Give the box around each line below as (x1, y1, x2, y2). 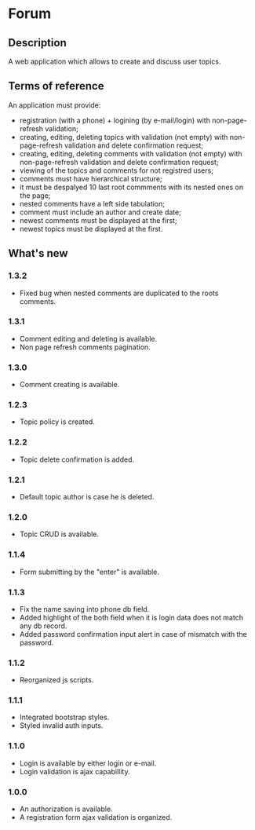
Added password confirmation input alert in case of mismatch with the (19, 629, 247, 638)
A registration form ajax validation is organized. (19, 813, 173, 822)
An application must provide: (8, 100, 101, 110)
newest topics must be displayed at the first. (19, 224, 163, 233)
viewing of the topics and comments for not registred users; (19, 166, 214, 175)
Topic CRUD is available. (19, 529, 100, 539)
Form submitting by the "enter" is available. (19, 567, 159, 576)
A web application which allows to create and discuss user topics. (8, 57, 221, 66)
